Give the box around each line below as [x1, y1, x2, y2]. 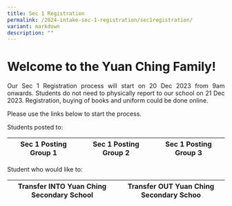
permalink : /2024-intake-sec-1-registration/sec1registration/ [7, 17, 193, 23]
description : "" [7, 29, 54, 37]
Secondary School [30, 190, 93, 200]
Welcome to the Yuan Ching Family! [7, 59, 216, 74]
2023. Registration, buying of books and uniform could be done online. [7, 96, 209, 105]
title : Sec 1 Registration [7, 10, 85, 17]
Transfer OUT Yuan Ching [127, 182, 215, 192]
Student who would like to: [7, 165, 83, 174]
